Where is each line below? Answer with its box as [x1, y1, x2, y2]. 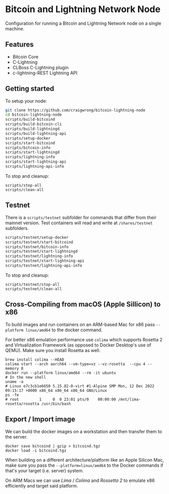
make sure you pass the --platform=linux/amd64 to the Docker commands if [5, 462, 163, 468]
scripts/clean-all [5, 187, 44, 192]
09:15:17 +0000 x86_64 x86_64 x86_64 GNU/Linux [5, 388, 107, 393]
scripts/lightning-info [5, 155, 55, 160]
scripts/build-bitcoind [5, 117, 55, 122]
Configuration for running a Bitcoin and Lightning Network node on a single [5, 20, 161, 26]
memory [5, 366, 19, 371]
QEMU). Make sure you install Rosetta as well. [5, 347, 101, 353]
